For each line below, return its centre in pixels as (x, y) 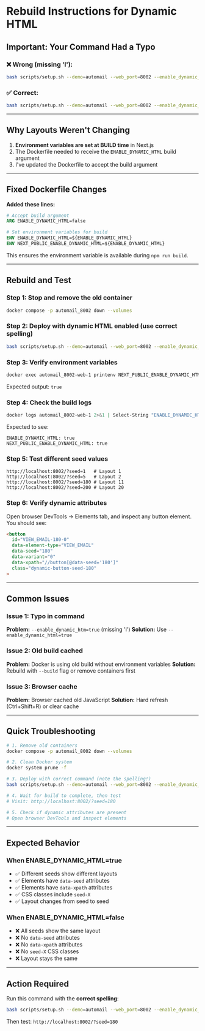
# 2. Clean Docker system (39, 762)
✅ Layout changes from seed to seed (62, 901)
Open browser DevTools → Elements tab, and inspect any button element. (99, 516)
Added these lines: (31, 204)
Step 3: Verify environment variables (62, 362)
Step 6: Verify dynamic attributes (57, 503)
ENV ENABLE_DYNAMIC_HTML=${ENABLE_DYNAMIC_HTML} (69, 238)
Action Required (38, 984)
